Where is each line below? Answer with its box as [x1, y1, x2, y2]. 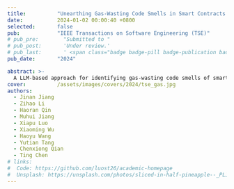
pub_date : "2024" [7, 56, 77, 63]
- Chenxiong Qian [13, 145, 64, 153]
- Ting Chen [13, 152, 49, 159]
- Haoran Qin [13, 107, 52, 114]
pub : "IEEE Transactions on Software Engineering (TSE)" [7, 29, 210, 37]
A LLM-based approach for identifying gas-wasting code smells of [13, 74, 210, 81]
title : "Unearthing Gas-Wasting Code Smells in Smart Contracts [7, 10, 226, 17]
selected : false [7, 23, 73, 30]
